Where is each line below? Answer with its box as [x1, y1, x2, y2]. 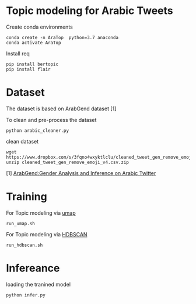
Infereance [6, 261, 60, 275]
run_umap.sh [6, 221, 35, 226]
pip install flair [6, 66, 51, 72]
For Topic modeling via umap [6, 209, 76, 216]
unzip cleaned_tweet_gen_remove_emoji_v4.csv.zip [6, 159, 129, 165]
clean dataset [6, 138, 39, 145]
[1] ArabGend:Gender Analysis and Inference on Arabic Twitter [6, 169, 156, 176]
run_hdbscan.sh [6, 242, 43, 248]
